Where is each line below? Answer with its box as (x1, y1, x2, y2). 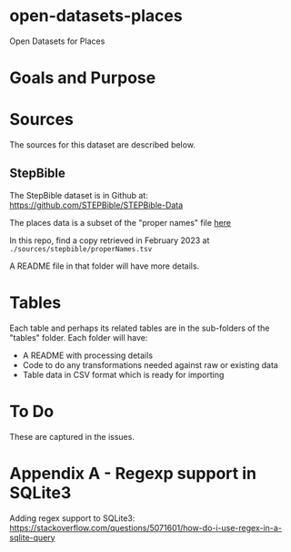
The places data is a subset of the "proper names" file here (9, 217, 232, 228)
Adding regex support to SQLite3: (9, 512, 135, 524)
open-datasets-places (9, 5, 184, 26)
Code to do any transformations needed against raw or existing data (22, 359, 279, 370)
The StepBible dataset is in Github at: (9, 189, 148, 200)
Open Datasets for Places (9, 36, 105, 46)
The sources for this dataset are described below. (9, 139, 196, 150)
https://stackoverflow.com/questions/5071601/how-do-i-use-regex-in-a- (9, 522, 282, 533)
